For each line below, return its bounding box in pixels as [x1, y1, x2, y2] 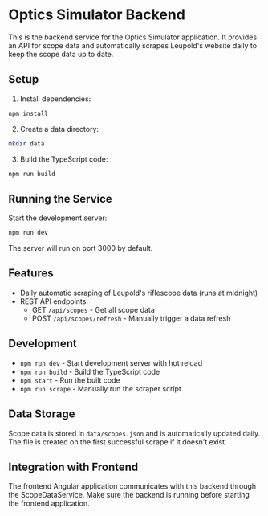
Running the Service [8, 191, 112, 206]
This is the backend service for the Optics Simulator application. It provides [8, 32, 258, 42]
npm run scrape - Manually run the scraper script [19, 383, 182, 393]
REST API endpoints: [19, 296, 88, 306]
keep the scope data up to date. [8, 49, 114, 59]
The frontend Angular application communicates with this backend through [8, 481, 257, 491]
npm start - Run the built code [19, 375, 120, 385]
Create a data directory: [19, 124, 99, 133]
